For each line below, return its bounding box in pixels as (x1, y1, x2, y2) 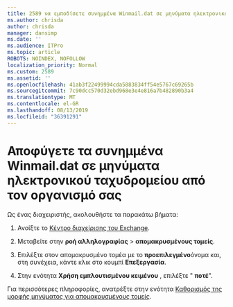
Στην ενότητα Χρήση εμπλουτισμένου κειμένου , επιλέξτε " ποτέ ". (17, 271, 213, 279)
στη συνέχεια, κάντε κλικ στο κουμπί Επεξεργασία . (17, 258, 166, 266)
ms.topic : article (7, 49, 60, 56)
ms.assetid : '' (7, 74, 51, 82)
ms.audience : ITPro (7, 42, 64, 49)
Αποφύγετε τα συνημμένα (7, 143, 164, 159)
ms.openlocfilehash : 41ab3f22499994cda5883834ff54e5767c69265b (7, 81, 194, 88)
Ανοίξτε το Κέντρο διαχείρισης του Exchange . (17, 223, 150, 232)
